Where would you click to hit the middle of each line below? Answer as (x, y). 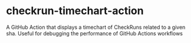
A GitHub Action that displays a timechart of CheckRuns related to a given (96, 27)
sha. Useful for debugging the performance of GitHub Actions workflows (94, 33)
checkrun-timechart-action (75, 11)
